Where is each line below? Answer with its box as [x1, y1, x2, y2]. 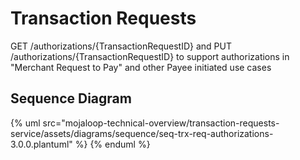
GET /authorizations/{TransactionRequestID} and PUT [10, 40, 232, 52]
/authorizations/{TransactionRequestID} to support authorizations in [10, 50, 290, 62]
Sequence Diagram [10, 90, 132, 107]
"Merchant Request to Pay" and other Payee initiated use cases [10, 61, 272, 73]
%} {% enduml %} [74, 138, 151, 150]
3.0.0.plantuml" [10, 138, 73, 150]
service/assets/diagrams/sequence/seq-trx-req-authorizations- [10, 127, 274, 139]
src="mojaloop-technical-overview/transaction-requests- [42, 117, 280, 129]
